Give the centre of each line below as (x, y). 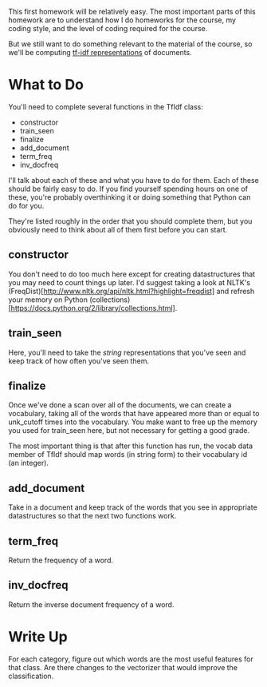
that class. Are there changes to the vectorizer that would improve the (123, 667)
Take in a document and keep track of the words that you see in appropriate (133, 507)
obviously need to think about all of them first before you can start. (118, 229)
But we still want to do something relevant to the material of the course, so (130, 44)
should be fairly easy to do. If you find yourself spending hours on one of (128, 189)
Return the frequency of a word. (61, 560)
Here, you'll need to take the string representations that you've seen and (127, 352)
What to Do (46, 85)
